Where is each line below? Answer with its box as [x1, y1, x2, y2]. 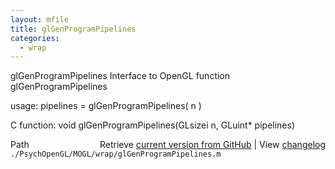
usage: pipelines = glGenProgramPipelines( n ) [10, 100, 202, 112]
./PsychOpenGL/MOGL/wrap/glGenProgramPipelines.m [10, 149, 222, 160]
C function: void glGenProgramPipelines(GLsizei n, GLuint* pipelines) [10, 119, 296, 131]
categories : [10, 33, 60, 43]
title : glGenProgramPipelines [10, 24, 137, 34]
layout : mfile [10, 14, 70, 25]
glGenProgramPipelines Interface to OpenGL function [10, 70, 231, 82]
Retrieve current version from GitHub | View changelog [99, 139, 326, 151]
